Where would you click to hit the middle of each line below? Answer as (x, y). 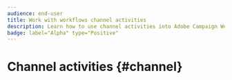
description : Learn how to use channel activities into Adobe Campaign (112, 26)
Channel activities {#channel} (95, 67)
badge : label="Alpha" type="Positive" (63, 33)
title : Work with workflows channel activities (77, 20)
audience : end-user (35, 13)
